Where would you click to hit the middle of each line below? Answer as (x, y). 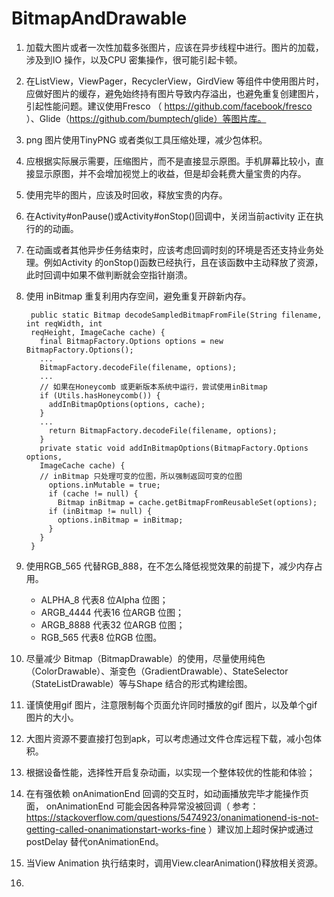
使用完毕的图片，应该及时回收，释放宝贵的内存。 (126, 194)
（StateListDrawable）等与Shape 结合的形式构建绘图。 (139, 683)
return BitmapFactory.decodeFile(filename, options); (163, 430)
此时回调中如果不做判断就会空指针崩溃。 (109, 274)
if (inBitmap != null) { (100, 511)
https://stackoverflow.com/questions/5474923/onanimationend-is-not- (172, 817)
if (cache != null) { (93, 493)
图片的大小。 (52, 717)
